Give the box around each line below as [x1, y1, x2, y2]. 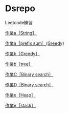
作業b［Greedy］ [5, 51, 40, 56]
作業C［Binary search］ [5, 71, 54, 77]
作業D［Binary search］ [5, 81, 53, 88]
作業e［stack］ [5, 102, 36, 108]
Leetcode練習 [5, 19, 33, 25]
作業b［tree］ [5, 61, 33, 67]
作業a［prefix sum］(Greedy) [5, 40, 65, 46]
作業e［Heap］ [5, 92, 36, 98]
